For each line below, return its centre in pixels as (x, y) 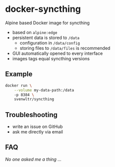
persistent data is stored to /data (46, 38)
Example (19, 74)
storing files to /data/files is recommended (65, 48)
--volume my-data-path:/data (44, 90)
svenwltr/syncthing (34, 99)
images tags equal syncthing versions (51, 58)
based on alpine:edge (35, 32)
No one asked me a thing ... (33, 159)
